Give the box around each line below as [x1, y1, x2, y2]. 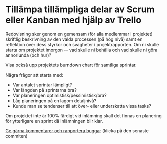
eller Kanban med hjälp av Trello [5, 14, 142, 26]
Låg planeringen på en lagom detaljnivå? [12, 97, 97, 104]
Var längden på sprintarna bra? [12, 87, 77, 93]
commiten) [5, 133, 28, 139]
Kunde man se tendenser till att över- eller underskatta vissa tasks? [12, 103, 151, 109]
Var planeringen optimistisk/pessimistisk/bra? [12, 92, 107, 98]
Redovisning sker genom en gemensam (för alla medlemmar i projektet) [5, 31, 153, 37]
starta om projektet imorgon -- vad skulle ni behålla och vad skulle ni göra [5, 47, 158, 53]
